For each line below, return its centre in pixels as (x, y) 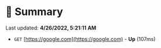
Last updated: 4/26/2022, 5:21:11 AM (51, 28)
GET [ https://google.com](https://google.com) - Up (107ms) (85, 39)
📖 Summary (34, 12)
